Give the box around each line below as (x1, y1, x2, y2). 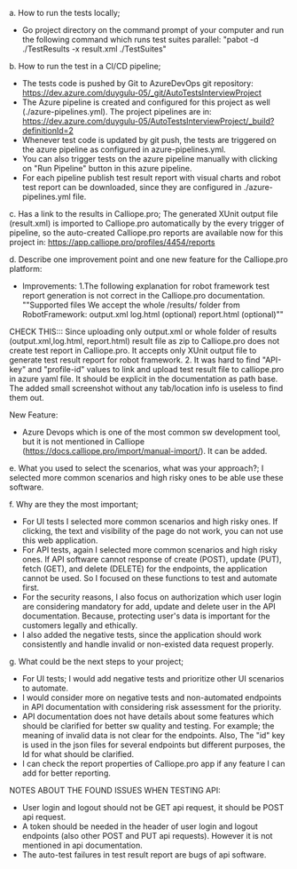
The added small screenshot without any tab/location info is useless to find (9, 383, 284, 394)
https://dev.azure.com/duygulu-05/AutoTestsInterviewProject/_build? (21, 116, 275, 126)
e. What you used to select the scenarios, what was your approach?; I (9, 463, 264, 474)
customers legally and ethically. (21, 620, 138, 630)
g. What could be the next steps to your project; (9, 657, 184, 666)
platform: (9, 264, 43, 274)
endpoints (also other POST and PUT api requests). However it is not (21, 831, 273, 841)
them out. (9, 393, 44, 403)
